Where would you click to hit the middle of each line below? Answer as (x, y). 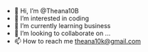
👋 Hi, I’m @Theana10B (47, 11)
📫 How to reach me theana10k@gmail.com (77, 41)
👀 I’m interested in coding (52, 18)
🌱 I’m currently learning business (62, 26)
